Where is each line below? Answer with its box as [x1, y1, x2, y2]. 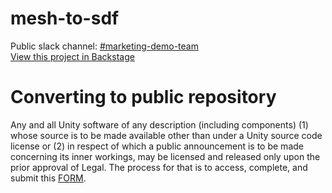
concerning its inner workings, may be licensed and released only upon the [10, 150, 321, 162]
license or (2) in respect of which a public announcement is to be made [10, 140, 304, 152]
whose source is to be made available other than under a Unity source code [10, 129, 323, 141]
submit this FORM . [10, 172, 87, 184]
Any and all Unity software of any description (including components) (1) [10, 118, 309, 131]
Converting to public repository [10, 86, 277, 109]
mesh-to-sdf [10, 7, 120, 30]
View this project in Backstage [10, 50, 135, 62]
